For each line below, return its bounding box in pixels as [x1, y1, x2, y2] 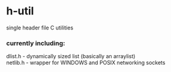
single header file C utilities [6, 24, 74, 31]
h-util [6, 4, 34, 18]
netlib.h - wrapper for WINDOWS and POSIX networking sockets [6, 59, 166, 67]
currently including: [6, 39, 65, 47]
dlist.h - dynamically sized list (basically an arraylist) [6, 53, 136, 60]
